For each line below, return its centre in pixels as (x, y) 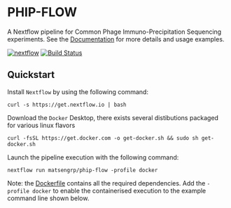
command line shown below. (48, 198)
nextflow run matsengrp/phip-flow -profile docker (83, 170)
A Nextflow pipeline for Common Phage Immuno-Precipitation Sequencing (114, 32)
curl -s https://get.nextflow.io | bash (67, 105)
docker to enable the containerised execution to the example (119, 190)
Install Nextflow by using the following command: (78, 91)
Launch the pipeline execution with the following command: (93, 157)
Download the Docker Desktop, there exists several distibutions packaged (113, 117)
